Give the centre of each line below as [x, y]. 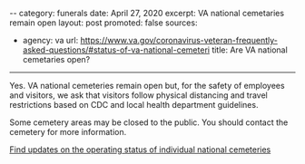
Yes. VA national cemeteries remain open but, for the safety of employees [147, 86]
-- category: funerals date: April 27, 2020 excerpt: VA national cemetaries [147, 13]
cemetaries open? [56, 59]
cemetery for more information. [68, 132]
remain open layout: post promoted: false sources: [103, 23]
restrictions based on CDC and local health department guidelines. [134, 105]
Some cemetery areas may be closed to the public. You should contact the [149, 122]
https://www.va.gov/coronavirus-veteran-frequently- [179, 40]
